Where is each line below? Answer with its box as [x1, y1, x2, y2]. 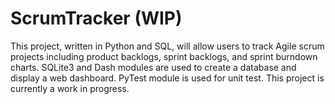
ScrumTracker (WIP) [10, 7, 183, 30]
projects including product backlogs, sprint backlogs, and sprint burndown [10, 50, 318, 62]
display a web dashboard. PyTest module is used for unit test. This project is [10, 72, 325, 84]
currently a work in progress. [10, 82, 130, 94]
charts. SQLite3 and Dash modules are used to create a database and [10, 61, 297, 73]
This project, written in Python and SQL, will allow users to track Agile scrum [10, 40, 325, 52]
